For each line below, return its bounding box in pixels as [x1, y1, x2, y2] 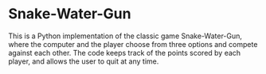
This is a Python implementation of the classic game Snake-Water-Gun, [8, 31, 243, 41]
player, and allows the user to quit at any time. [8, 56, 159, 66]
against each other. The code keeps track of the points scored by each [8, 48, 241, 57]
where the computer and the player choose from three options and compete [8, 39, 258, 49]
